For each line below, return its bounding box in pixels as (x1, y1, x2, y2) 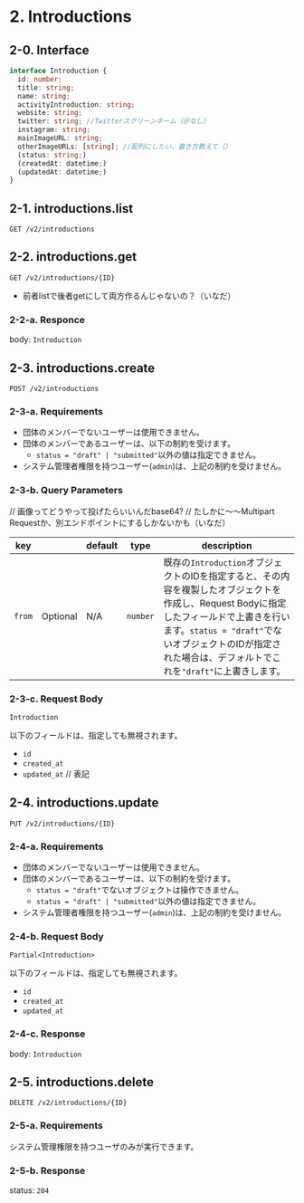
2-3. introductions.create (9, 360, 156, 376)
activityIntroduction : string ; (17, 100, 136, 110)
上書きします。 (223, 664, 286, 677)
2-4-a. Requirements (9, 840, 104, 853)
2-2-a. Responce (9, 313, 86, 326)
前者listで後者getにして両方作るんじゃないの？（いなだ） (22, 290, 236, 301)
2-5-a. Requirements (9, 1120, 104, 1132)
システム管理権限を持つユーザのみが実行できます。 (9, 1141, 199, 1151)
